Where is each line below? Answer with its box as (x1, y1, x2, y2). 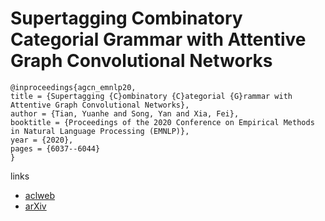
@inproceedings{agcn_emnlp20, (10, 82, 137, 92)
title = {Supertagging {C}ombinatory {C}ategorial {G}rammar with (10, 91, 293, 101)
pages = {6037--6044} (10, 143, 101, 154)
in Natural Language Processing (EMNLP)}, (10, 126, 190, 136)
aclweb (24, 189, 55, 201)
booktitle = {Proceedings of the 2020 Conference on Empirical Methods (10, 117, 315, 127)
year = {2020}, (10, 135, 74, 145)
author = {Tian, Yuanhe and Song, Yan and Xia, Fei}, (10, 108, 240, 119)
